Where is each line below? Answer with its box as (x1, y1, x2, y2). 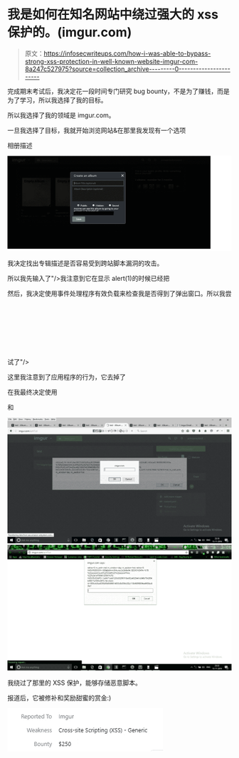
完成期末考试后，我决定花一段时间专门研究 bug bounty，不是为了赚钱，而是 (7, 87, 230, 95)
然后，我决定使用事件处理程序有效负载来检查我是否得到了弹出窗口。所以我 (7, 289, 225, 298)
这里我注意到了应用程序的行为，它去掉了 (7, 373, 126, 381)
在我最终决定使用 (7, 388, 58, 397)
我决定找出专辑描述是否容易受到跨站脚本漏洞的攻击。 (7, 259, 164, 267)
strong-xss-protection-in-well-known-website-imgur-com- (24, 57, 198, 65)
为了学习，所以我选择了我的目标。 (7, 95, 107, 104)
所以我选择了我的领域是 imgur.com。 (7, 111, 115, 119)
